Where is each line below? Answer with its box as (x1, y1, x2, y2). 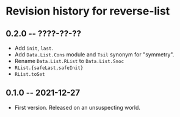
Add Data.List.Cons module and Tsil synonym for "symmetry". (14, 51, 175, 58)
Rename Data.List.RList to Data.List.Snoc (14, 58, 124, 64)
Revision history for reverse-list (5, 4, 170, 18)
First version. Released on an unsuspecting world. (14, 104, 141, 111)
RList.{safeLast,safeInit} (14, 65, 84, 71)
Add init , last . (14, 44, 53, 52)
